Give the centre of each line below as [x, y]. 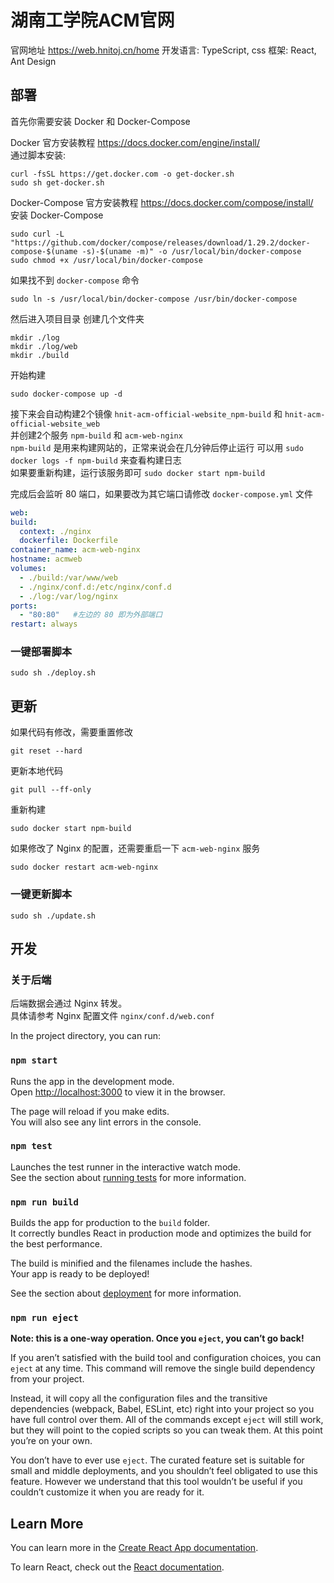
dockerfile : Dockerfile [68, 541]
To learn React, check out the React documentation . [117, 1567]
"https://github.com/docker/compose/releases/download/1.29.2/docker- [160, 242]
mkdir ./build [40, 355]
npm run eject [44, 1318]
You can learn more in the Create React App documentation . [134, 1548]
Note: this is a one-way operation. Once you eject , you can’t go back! [157, 1338]
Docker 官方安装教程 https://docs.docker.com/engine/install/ [135, 142]
